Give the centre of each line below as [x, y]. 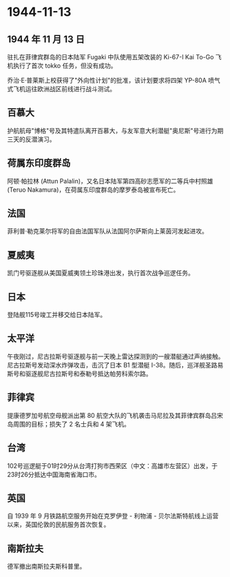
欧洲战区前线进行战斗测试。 [76, 89]
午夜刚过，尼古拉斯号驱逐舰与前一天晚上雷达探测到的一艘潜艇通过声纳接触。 [116, 356]
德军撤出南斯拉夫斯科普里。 [46, 567]
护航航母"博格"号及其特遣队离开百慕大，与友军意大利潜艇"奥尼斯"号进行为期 [115, 130]
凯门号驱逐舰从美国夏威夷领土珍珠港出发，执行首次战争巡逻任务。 [101, 273]
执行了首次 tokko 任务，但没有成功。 [65, 65]
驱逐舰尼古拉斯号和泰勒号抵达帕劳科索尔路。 [88, 374]
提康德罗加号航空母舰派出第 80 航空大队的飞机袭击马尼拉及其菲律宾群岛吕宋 [115, 415]
